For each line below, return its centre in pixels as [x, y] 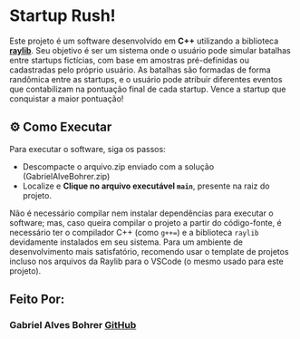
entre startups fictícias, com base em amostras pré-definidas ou [130, 60]
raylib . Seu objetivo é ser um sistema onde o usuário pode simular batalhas [150, 50]
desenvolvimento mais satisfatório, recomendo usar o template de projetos [149, 251]
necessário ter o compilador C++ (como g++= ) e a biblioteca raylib [134, 232]
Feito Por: [37, 300]
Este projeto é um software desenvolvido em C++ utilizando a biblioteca [144, 41]
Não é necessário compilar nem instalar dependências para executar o [141, 213]
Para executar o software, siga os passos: [87, 149]
